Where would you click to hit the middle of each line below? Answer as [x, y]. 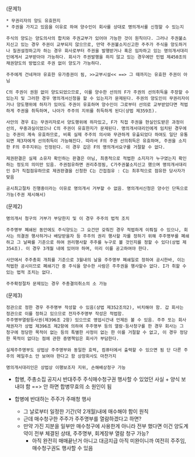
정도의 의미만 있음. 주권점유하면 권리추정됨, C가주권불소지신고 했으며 [88, 165]
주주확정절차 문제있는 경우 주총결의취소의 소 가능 [57, 284]
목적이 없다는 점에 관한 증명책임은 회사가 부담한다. [66, 339]
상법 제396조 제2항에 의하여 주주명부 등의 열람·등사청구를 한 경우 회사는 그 [104, 326]
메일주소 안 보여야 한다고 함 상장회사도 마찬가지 [67, 356]
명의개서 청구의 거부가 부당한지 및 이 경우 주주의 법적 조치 [68, 219]
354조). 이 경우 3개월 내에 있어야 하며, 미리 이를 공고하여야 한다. [78, 248]
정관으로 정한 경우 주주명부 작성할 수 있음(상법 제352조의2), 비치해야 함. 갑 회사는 [95, 308]
